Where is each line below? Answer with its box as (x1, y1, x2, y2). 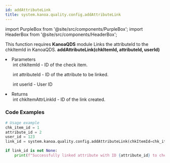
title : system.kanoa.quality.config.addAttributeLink (5, 12, 121, 17)
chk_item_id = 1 (5, 125, 39, 130)
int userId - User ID (12, 81, 53, 87)
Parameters (12, 56, 36, 62)
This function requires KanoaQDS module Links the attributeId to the (5, 41, 149, 47)
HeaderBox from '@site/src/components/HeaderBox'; (5, 31, 117, 37)
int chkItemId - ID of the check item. (12, 62, 88, 68)
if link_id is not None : (5, 148, 58, 153)
